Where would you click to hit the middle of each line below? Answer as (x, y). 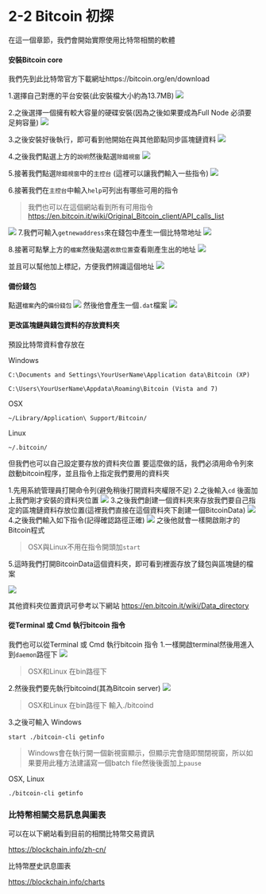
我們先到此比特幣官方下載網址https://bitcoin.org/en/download (109, 79)
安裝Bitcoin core (36, 60)
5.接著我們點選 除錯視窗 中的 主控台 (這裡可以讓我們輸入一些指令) (108, 174)
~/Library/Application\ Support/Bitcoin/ (78, 418)
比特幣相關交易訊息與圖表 (57, 814)
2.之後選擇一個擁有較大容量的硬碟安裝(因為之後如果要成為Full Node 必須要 (130, 113)
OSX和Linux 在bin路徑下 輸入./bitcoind (91, 705)
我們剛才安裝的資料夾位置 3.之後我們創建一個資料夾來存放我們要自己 (132, 500)
